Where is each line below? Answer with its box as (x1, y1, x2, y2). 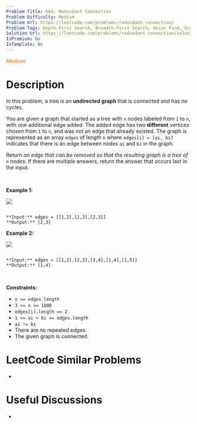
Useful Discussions (6, 393, 103, 406)
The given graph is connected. (14, 332, 89, 339)
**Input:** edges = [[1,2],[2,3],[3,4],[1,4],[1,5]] (6, 257, 138, 263)
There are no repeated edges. (14, 327, 87, 334)
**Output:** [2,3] (6, 219, 51, 225)
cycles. (6, 103, 23, 110)
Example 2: (6, 230, 34, 237)
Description (6, 78, 64, 92)
